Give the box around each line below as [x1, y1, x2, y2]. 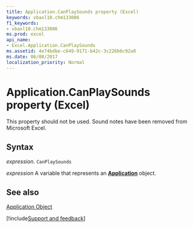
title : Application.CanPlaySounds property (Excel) [6, 8, 139, 15]
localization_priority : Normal [6, 59, 85, 65]
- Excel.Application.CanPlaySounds [6, 43, 96, 49]
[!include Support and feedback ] [6, 215, 86, 222]
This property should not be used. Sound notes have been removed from [6, 118, 188, 125]
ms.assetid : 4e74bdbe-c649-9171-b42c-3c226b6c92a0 [6, 48, 136, 54]
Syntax [6, 142, 34, 152]
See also [6, 187, 39, 197]
